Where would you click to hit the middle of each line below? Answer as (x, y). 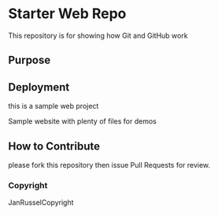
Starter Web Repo (67, 14)
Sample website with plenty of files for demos (83, 121)
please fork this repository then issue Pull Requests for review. (109, 165)
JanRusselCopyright (41, 202)
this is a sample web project (54, 106)
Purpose (30, 60)
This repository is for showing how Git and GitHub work (98, 35)
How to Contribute (54, 146)
